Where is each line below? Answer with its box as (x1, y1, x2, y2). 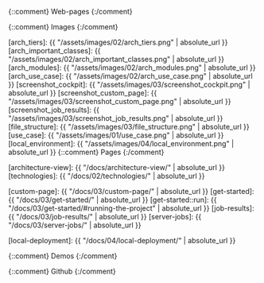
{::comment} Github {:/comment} (8, 266, 117, 276)
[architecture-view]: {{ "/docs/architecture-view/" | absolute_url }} (8, 163, 225, 172)
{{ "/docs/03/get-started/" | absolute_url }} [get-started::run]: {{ (8, 195, 217, 204)
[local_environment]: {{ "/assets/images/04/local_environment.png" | (8, 139, 235, 148)
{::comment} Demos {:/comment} (8, 251, 118, 261)
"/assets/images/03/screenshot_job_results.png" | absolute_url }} (8, 114, 223, 122)
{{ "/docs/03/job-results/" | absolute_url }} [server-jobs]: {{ (8, 212, 202, 221)
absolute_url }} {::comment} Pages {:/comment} (8, 147, 165, 157)
